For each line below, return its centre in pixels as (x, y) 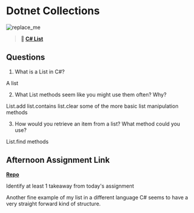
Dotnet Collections (53, 11)
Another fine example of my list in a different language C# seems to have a (97, 197)
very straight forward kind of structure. (54, 204)
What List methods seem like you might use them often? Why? (90, 94)
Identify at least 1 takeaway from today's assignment (70, 186)
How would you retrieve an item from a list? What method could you (97, 124)
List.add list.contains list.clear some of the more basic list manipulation (92, 106)
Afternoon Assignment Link (58, 160)
